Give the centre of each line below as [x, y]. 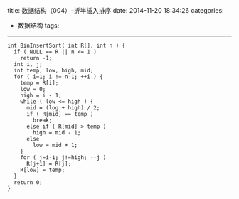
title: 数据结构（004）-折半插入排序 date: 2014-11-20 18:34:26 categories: [116, 10]
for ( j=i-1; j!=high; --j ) [63, 158]
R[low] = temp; [43, 170]
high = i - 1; [41, 95]
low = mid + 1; [55, 145]
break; [43, 120]
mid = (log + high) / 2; [63, 108]
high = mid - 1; [57, 133]
